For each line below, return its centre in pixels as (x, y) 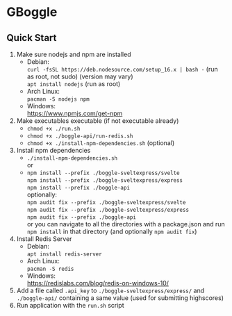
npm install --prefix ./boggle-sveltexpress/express (105, 181)
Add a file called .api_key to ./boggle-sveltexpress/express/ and (110, 290)
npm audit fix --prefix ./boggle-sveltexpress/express (108, 210)
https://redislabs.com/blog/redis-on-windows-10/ (98, 283)
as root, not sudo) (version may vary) (80, 76)
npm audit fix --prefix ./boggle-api (82, 217)
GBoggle (32, 12)
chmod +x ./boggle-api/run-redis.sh (80, 136)
